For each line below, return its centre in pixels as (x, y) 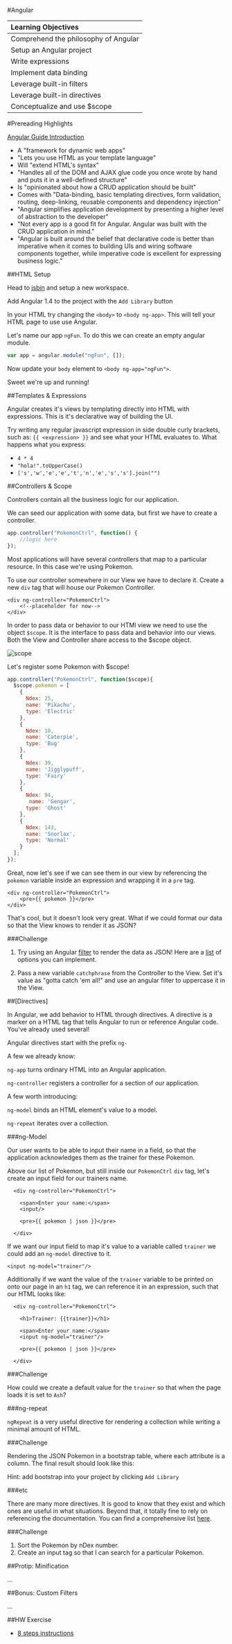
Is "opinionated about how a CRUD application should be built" (107, 187)
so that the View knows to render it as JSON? (72, 925)
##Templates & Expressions (47, 395)
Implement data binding (49, 72)
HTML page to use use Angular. (52, 322)
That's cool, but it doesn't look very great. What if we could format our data (115, 918)
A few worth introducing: (43, 1096)
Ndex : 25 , (39, 699)
